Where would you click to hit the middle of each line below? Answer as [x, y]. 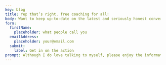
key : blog [15, 10]
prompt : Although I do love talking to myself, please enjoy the [74, 55]
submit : [18, 46]
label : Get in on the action [44, 50]
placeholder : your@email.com [44, 42]
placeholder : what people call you [51, 32]
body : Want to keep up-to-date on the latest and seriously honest [76, 19]
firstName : [21, 28]
